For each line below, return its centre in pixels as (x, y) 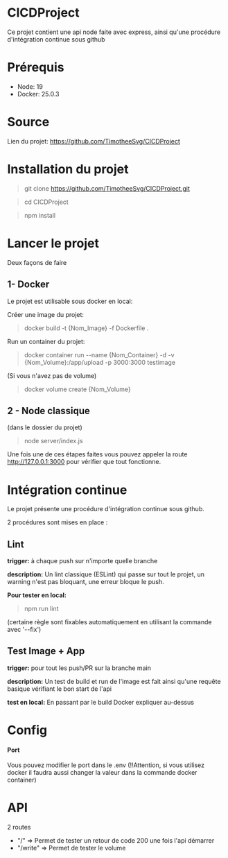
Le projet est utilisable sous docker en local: (70, 301)
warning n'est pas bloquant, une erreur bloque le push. (86, 582)
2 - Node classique (49, 411)
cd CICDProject (46, 202)
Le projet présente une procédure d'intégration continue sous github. (106, 509)
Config (27, 730)
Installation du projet (68, 169)
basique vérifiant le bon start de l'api (60, 689)
